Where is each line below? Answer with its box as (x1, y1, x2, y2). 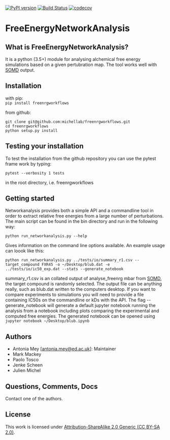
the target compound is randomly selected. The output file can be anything (5, 281, 162, 287)
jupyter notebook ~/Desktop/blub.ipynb (5, 319, 90, 324)
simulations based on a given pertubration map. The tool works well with (5, 61, 157, 67)
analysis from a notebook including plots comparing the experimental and (5, 308, 159, 314)
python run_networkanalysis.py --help (5, 233, 87, 239)
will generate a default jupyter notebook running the (47, 302, 156, 309)
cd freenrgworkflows (5, 123, 49, 129)
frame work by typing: (5, 160, 52, 167)
